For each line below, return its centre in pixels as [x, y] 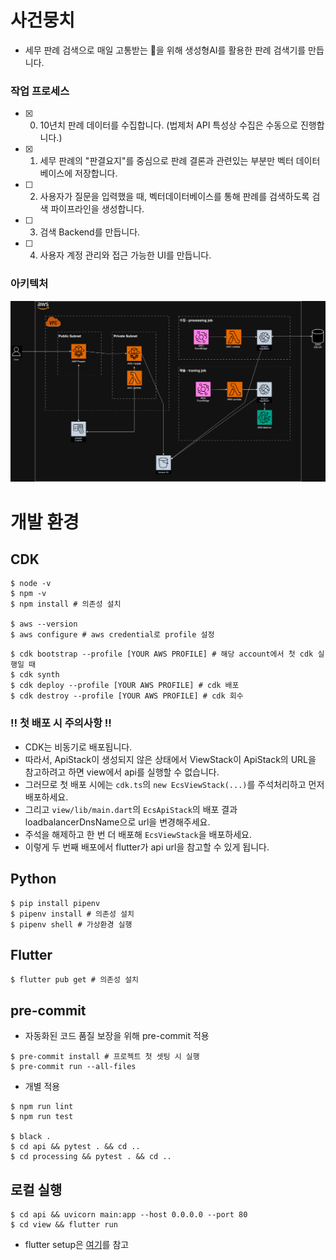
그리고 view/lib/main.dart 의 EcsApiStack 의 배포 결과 [131, 809]
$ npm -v [28, 594]
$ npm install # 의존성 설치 [66, 604]
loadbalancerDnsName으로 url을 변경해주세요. [117, 822]
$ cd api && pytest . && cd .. [75, 1147]
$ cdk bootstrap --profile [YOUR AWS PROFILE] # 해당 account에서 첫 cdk [162, 654]
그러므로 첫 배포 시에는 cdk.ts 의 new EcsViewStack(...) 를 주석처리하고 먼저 [174, 784]
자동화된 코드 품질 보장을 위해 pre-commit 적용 [117, 1036]
